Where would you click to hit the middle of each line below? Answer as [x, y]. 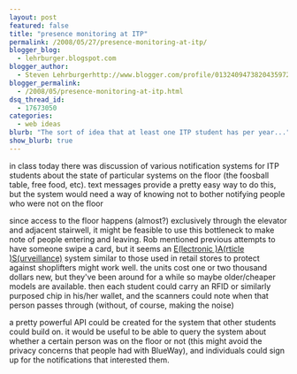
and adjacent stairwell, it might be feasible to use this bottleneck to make [142, 230]
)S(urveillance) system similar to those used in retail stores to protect [135, 258]
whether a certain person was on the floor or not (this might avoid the [136, 340]
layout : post [33, 17]
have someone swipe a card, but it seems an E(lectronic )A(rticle [127, 248]
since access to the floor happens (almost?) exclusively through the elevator [148, 220]
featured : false [39, 26]
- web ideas [39, 125]
